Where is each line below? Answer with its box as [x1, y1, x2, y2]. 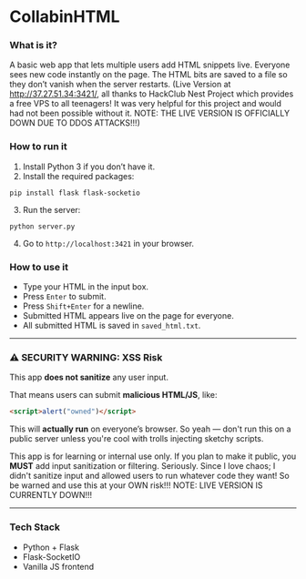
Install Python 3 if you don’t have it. [22, 161, 156, 172]
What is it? [9, 39, 57, 52]
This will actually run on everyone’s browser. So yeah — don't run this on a [9, 423, 291, 434]
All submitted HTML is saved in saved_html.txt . [22, 320, 201, 331]
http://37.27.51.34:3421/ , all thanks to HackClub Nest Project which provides [9, 88, 294, 99]
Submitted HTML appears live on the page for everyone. [22, 310, 234, 321]
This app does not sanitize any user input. [9, 371, 168, 383]
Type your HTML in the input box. [22, 281, 148, 292]
